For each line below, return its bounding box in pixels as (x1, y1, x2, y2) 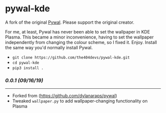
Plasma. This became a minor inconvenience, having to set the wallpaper (5, 34, 154, 40)
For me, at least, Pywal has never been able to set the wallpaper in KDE (5, 29, 150, 35)
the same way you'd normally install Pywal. (5, 44, 93, 50)
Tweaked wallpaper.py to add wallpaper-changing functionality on (12, 98, 148, 104)
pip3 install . (12, 65, 44, 71)
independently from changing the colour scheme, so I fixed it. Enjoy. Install (5, 39, 157, 45)
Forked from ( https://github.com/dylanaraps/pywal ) (12, 93, 118, 99)
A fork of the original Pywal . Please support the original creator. (5, 19, 134, 25)
